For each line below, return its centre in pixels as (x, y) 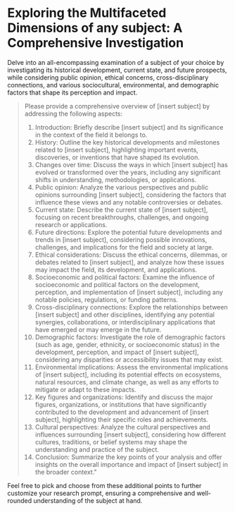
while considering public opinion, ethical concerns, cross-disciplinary (108, 77)
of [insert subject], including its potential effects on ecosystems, (128, 374)
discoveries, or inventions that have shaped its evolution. (118, 157)
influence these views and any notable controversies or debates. (129, 202)
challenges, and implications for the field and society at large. (124, 247)
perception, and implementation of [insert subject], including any (129, 292)
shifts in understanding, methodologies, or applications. (116, 179)
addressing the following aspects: (74, 114)
